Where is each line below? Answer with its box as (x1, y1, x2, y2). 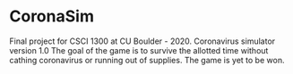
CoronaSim (9, 6, 94, 27)
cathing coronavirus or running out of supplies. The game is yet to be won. (9, 54, 285, 65)
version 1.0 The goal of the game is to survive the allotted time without (9, 45, 269, 55)
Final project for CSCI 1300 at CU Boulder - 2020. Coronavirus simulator (9, 36, 276, 46)
